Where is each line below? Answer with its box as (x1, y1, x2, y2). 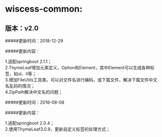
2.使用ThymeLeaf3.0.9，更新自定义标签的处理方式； (5, 126, 111, 132)
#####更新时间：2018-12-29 (5, 38, 63, 43)
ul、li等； (18, 71, 37, 77)
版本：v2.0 (5, 24, 39, 32)
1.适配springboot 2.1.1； (5, 59, 52, 64)
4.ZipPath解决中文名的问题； (5, 89, 63, 95)
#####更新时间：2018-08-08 (5, 99, 64, 105)
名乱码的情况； (5, 83, 35, 89)
